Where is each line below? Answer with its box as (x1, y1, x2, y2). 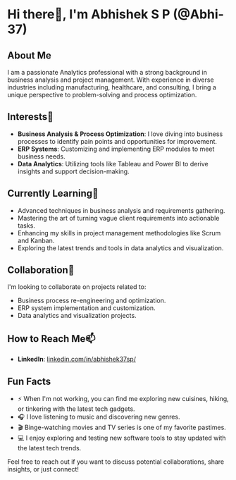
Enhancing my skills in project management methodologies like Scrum (17, 228, 221, 237)
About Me (7, 49, 51, 61)
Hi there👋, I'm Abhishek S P (7, 6, 170, 23)
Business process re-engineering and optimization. (17, 296, 166, 305)
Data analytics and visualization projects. (17, 312, 137, 320)
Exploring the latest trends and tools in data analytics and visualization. (17, 243, 224, 252)
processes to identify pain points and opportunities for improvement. (17, 137, 217, 145)
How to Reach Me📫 (7, 333, 96, 345)
